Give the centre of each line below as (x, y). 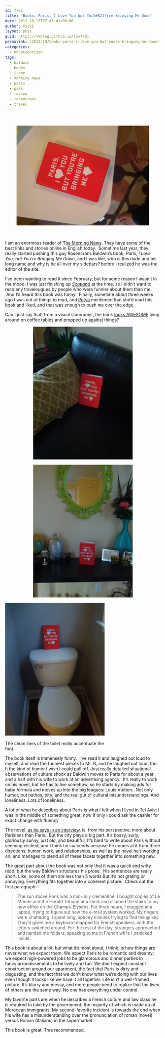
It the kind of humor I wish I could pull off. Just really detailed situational (78, 769)
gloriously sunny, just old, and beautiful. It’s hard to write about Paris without (83, 840)
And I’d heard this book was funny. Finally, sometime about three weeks (80, 294)
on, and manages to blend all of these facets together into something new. (81, 856)
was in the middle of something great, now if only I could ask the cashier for (82, 815)
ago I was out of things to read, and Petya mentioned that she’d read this (79, 300)
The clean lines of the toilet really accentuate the (55, 744)
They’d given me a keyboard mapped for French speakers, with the (85, 923)
